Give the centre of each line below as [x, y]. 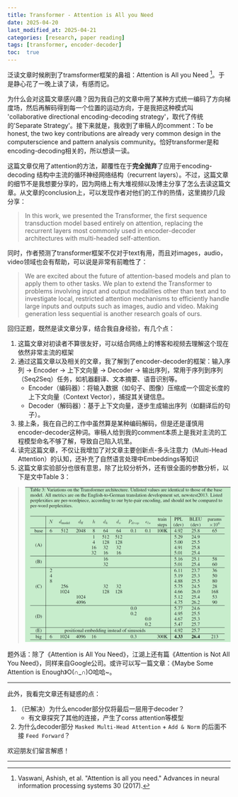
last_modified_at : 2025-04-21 [52, 30]
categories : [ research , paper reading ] [66, 38]
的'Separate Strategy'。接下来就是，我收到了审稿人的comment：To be [110, 125]
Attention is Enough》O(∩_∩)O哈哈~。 [62, 672]
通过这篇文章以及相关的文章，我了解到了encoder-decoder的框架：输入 [121, 361]
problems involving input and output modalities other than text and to [125, 291]
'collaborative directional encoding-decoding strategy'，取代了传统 [106, 116]
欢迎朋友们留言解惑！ [38, 750]
